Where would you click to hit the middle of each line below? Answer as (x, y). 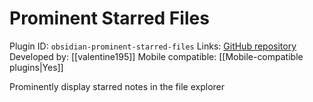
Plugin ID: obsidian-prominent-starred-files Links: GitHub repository (153, 46)
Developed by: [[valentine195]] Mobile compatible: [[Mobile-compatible (156, 56)
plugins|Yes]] (36, 67)
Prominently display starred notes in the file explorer (117, 86)
